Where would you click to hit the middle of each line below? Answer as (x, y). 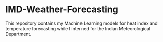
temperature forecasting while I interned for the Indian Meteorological (78, 28)
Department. (18, 34)
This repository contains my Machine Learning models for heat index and (81, 23)
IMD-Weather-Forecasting (62, 9)
